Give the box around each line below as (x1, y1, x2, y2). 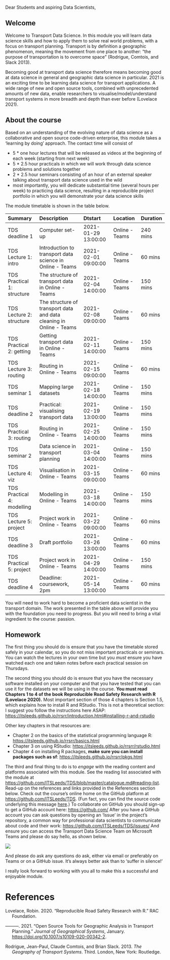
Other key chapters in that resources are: (5, 723, 91, 729)
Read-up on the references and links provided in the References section (5, 785, 155, 791)
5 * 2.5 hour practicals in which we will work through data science (12, 160, 151, 166)
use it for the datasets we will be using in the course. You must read (5, 686, 148, 692)
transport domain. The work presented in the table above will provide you (5, 605, 158, 611)
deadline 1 (8, 233, 33, 240)
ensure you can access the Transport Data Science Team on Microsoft (5, 828, 153, 834)
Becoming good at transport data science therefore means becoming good (5, 69, 162, 75)
